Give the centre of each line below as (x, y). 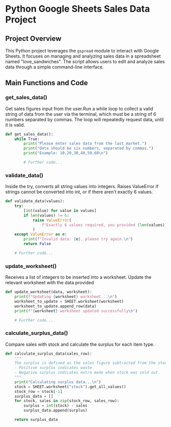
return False (37, 244)
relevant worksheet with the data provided (50, 283)
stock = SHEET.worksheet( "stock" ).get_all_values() (70, 387)
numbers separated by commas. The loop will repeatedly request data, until (84, 119)
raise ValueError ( (52, 220)
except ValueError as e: (41, 234)
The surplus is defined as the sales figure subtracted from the (85, 363)
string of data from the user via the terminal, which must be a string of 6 (81, 114)
